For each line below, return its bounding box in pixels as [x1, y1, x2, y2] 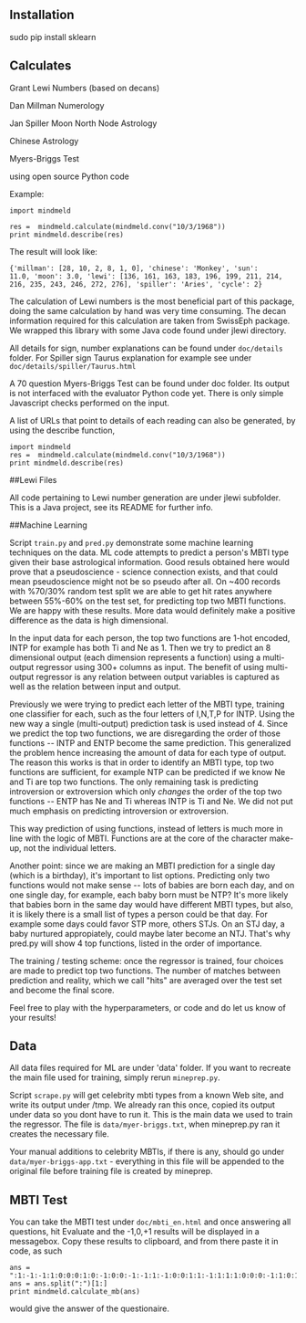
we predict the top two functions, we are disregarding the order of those [9, 728, 280, 739]
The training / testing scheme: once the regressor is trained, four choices [9, 955, 284, 966]
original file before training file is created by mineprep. [9, 1166, 213, 1177]
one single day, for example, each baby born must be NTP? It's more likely [9, 889, 289, 900]
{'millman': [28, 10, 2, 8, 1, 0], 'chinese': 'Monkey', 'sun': [9, 264, 259, 273]
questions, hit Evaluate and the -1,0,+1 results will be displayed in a [9, 1226, 260, 1237]
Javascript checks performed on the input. [9, 397, 170, 408]
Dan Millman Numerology [9, 100, 105, 110]
